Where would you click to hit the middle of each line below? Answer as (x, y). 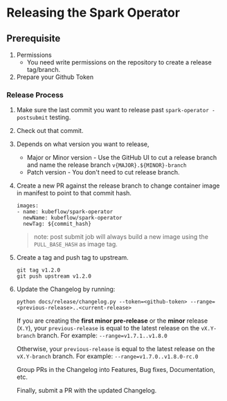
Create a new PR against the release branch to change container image (118, 186)
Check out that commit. (50, 131)
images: (27, 206)
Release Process (35, 95)
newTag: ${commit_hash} (57, 224)
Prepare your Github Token (55, 77)
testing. (60, 117)
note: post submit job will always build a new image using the (121, 237)
